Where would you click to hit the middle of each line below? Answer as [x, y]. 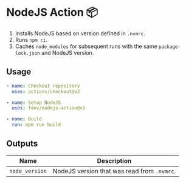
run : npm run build [36, 125]
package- [170, 47]
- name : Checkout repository [43, 86]
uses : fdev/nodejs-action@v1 [49, 108]
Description [114, 161]
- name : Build [24, 119]
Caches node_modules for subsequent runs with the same [86, 46]
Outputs [22, 144]
